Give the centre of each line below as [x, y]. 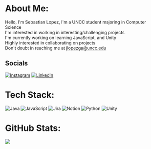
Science [13, 27]
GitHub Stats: [33, 128]
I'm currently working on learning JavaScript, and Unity [61, 38]
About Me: [27, 9]
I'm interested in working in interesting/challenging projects [65, 32]
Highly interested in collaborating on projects [50, 43]
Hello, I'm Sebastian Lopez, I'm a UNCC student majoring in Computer [76, 22]
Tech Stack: [30, 95]
